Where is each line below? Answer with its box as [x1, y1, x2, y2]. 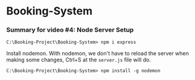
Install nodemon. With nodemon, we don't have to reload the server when [6, 50, 189, 57]
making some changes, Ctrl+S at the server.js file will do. [6, 56, 151, 64]
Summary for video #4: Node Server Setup [6, 26, 134, 34]
